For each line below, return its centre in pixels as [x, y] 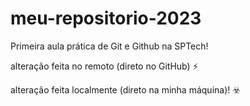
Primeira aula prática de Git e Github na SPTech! [109, 46]
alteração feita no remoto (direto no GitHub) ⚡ [104, 66]
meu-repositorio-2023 [106, 18]
